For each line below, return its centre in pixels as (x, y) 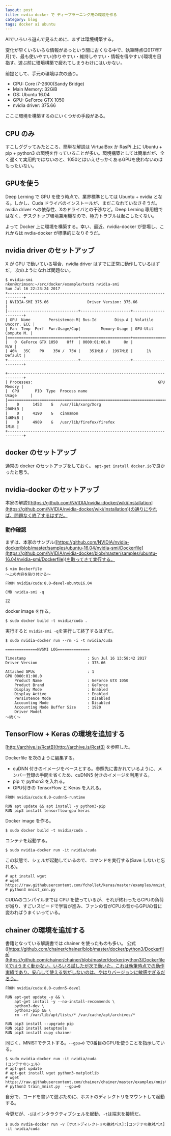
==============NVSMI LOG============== (48, 649)
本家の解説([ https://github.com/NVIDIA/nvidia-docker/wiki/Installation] (79, 503)
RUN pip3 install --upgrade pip (39, 1024)
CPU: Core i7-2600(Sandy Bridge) (49, 84)
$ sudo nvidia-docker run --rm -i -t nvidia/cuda (59, 640)
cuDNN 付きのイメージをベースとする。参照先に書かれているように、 (85, 769)
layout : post (19, 10)
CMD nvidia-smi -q (25, 592)
